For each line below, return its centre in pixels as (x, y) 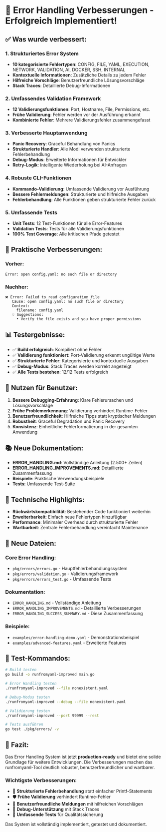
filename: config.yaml (40, 310)
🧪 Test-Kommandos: (38, 658)
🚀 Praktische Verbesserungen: (54, 250)
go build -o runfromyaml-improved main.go (50, 675)
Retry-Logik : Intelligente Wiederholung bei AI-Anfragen (70, 165)
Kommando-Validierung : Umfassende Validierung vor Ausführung (81, 189)
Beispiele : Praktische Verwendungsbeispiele (58, 479)
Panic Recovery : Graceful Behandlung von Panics (64, 144)
